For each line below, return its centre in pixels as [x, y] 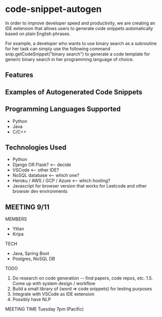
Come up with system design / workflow [54, 283]
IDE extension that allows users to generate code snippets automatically [79, 28]
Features [19, 75]
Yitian [18, 229]
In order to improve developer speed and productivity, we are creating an [80, 23]
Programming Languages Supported [63, 109]
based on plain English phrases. [38, 33]
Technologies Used [36, 147]
